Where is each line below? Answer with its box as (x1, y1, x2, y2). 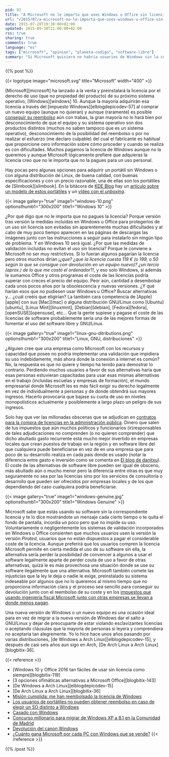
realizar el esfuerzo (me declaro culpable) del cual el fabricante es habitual (5, 136, 160, 142)
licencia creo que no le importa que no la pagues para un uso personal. (5, 157, 153, 163)
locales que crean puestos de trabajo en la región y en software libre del (5, 441, 155, 447)
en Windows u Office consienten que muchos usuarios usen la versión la (5, 530, 156, 536)
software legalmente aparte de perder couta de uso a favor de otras (5, 557, 146, 563)
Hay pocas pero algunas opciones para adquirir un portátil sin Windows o (5, 167, 157, 173)
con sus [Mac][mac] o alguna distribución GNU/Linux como (21, 299, 144, 305)
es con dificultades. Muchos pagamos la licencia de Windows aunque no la (5, 147, 161, 153)
